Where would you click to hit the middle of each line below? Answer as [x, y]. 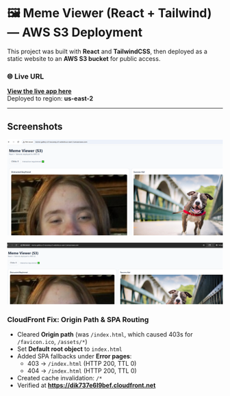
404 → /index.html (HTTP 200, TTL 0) [82, 371]
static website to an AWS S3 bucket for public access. [84, 58]
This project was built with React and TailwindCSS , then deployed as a [107, 51]
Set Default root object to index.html [69, 349]
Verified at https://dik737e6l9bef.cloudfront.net [86, 385]
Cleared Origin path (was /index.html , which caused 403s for [105, 334]
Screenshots [35, 126]
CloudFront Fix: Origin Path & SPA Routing [78, 319]
